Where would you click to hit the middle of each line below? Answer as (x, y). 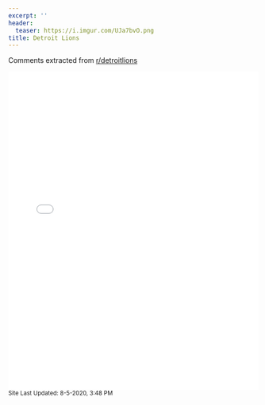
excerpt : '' (28, 16)
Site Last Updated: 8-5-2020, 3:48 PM (61, 393)
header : (21, 23)
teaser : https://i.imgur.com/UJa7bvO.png (85, 30)
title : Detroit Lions (44, 38)
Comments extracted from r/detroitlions (73, 60)
